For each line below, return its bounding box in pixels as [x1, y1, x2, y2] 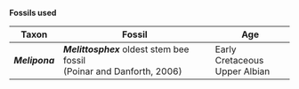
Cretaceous [214, 55, 264, 66]
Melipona [13, 55, 55, 66]
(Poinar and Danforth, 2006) [62, 65, 182, 78]
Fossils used [9, 8, 57, 18]
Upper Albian [214, 65, 271, 78]
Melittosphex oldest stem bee [62, 43, 190, 56]
